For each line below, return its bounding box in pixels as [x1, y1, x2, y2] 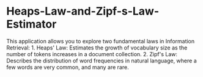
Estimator [6, 17, 57, 31]
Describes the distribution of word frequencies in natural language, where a [6, 57, 197, 64]
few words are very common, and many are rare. [6, 63, 130, 71]
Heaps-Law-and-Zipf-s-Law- [6, 4, 160, 18]
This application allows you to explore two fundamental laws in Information [6, 37, 195, 45]
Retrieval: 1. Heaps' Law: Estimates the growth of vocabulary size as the [6, 44, 188, 51]
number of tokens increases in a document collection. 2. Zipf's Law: [6, 50, 178, 57]
